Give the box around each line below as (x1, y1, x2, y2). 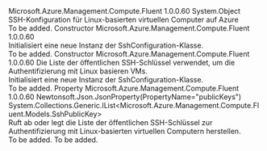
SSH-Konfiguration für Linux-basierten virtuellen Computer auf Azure (8, 15, 240, 24)
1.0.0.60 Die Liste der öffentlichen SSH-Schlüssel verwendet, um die (8, 58, 236, 67)
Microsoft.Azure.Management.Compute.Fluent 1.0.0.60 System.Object (8, 6, 240, 15)
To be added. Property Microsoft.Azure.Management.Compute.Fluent (8, 83, 240, 93)
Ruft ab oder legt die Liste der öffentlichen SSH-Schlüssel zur (8, 118, 213, 127)
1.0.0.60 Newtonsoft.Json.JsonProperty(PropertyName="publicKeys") (8, 92, 242, 102)
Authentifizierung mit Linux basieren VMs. (8, 66, 148, 76)
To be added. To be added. (8, 135, 98, 145)
